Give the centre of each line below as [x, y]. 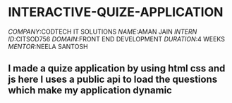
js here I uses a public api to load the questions [113, 80]
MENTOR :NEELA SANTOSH [48, 46]
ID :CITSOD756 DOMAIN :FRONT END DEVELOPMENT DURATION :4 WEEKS [116, 39]
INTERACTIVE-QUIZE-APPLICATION [116, 12]
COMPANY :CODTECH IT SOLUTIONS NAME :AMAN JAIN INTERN [103, 32]
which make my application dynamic [90, 91]
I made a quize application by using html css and [117, 68]
